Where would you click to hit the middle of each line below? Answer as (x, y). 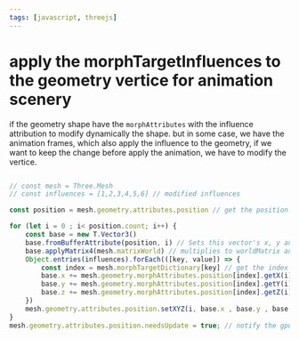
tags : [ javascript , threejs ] (63, 17)
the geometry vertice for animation (141, 80)
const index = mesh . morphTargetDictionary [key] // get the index (165, 268)
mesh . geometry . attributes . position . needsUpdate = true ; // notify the (143, 326)
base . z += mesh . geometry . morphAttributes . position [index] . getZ (161, 293)
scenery (40, 99)
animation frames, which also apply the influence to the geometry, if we (141, 142)
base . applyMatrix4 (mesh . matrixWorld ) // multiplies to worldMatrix (153, 251)
